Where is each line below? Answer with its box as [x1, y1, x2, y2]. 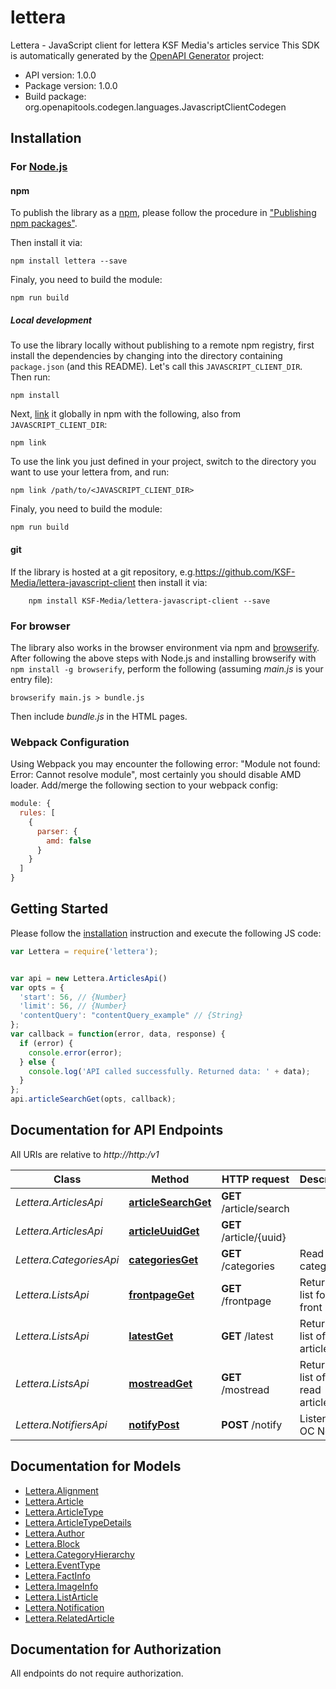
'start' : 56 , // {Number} [19, 992, 128, 1002]
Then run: [10, 371, 51, 383]
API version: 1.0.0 [24, 69, 97, 81]
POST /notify [221, 1417, 283, 1431]
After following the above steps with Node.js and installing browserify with [10, 652, 317, 664]
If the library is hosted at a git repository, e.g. [10, 566, 196, 578]
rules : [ [19, 808, 56, 818]
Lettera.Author [24, 1527, 85, 1539]
